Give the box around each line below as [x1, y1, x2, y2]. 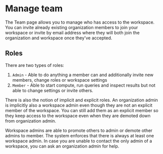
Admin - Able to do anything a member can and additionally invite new [12, 72, 154, 78]
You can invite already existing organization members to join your [5, 24, 138, 30]
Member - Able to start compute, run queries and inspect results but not [12, 82, 156, 88]
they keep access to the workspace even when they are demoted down [5, 113, 151, 119]
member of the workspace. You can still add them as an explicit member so [5, 107, 159, 113]
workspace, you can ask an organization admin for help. [5, 143, 120, 149]
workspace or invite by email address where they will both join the [5, 30, 140, 35]
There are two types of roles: [5, 62, 64, 68]
